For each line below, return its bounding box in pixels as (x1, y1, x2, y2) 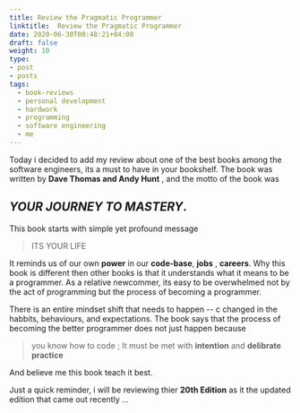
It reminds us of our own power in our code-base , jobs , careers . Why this (9, 257, 286, 269)
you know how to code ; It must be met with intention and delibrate (30, 340, 282, 350)
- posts (9, 72, 39, 81)
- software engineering (17, 122, 106, 131)
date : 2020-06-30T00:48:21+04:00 (9, 30, 134, 39)
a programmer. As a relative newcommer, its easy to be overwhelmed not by (9, 277, 291, 288)
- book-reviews (17, 88, 74, 97)
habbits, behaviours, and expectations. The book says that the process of (9, 313, 281, 323)
